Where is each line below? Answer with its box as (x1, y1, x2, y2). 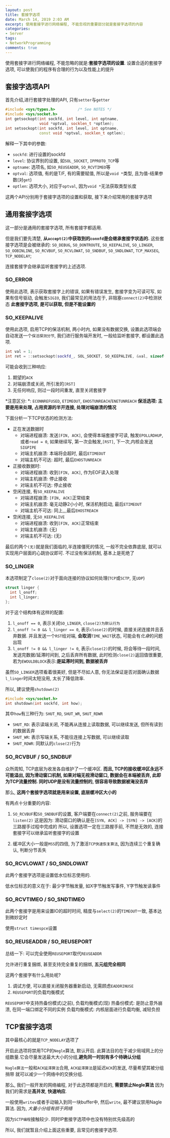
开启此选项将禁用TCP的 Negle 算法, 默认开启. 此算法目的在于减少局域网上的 (5, 1048, 159, 1054)
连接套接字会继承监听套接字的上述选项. (5, 263, 87, 269)
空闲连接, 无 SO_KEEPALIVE (12, 513, 65, 519)
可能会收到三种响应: (5, 364, 47, 370)
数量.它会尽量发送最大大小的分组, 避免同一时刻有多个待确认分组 (9, 1054, 141, 1060)
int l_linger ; (10, 595, 39, 600)
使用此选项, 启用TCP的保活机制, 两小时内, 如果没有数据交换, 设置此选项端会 (5, 326, 162, 333)
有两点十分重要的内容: (5, 800, 52, 806)
